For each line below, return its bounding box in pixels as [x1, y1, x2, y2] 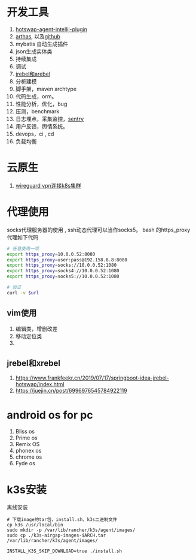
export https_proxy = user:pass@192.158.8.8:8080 [7, 257, 128, 263]
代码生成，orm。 [15, 92, 57, 100]
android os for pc [7, 408, 93, 421]
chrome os [15, 453, 42, 460]
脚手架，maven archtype [15, 85, 77, 92]
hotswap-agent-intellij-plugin [15, 25, 88, 33]
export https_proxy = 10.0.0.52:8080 [7, 251, 96, 257]
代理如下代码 [7, 233, 38, 240]
